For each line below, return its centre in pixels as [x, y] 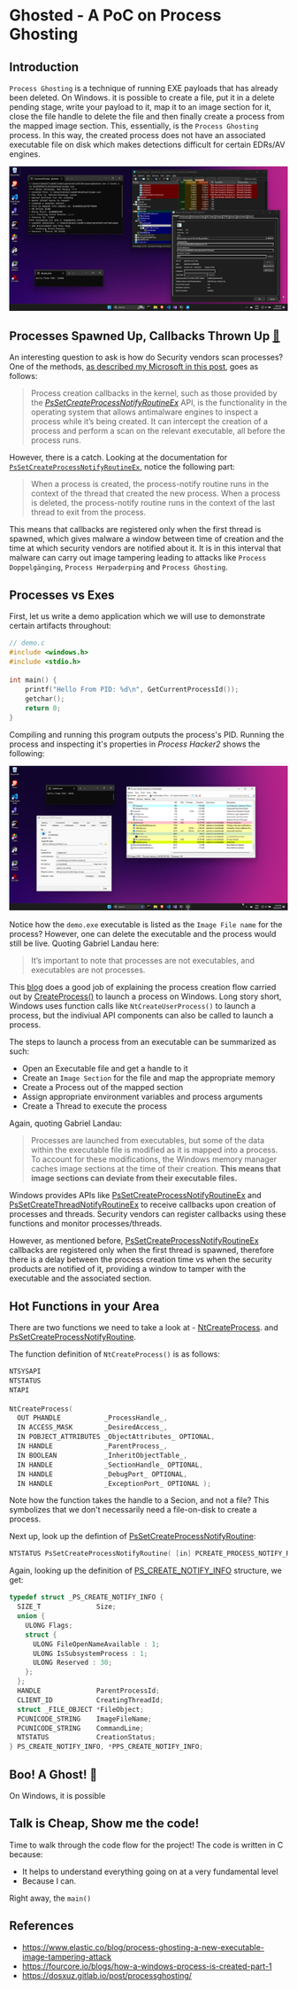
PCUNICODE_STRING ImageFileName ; [84, 1719]
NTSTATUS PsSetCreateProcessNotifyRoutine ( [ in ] [100, 1554]
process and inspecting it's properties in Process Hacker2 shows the [135, 744]
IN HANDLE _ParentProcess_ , [92, 1446]
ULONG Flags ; [49, 1625]
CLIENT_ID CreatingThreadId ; [91, 1700]
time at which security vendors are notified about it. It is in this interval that [145, 548]
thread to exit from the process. [88, 512]
